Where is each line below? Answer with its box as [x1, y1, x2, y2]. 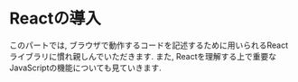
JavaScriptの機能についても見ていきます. [9, 62, 163, 73]
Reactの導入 [9, 8, 101, 29]
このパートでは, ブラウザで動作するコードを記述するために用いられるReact [9, 40, 289, 50]
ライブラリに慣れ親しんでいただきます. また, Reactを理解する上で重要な [9, 50, 277, 61]
